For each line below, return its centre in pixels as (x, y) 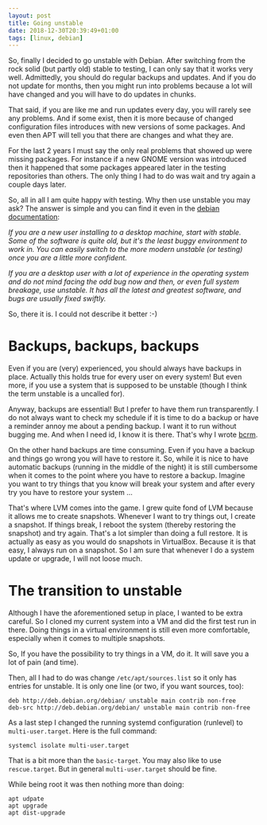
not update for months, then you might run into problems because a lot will (130, 86)
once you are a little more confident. (68, 258)
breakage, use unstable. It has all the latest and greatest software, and (125, 290)
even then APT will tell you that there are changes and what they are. (121, 136)
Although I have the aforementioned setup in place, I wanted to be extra (126, 613)
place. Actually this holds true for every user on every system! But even (125, 377)
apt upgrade (28, 806)
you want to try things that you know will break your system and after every (132, 484)
